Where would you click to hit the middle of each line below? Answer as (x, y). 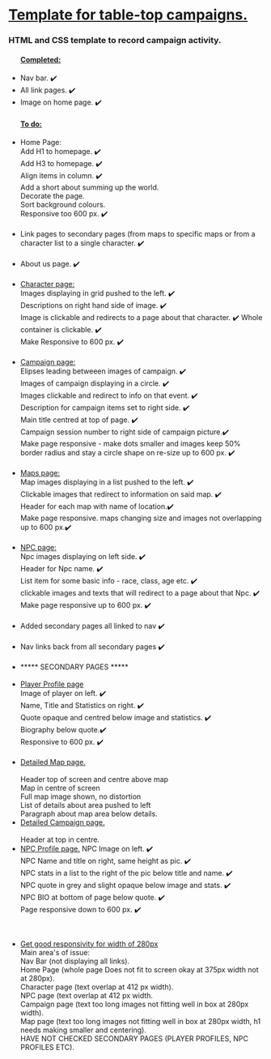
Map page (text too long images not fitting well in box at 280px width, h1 (140, 1021)
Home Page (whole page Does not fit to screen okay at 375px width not (139, 969)
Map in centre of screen (60, 788)
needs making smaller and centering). (83, 1030)
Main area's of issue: (55, 952)
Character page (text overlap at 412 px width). (97, 987)
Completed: (40, 59)
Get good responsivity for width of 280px (89, 944)
